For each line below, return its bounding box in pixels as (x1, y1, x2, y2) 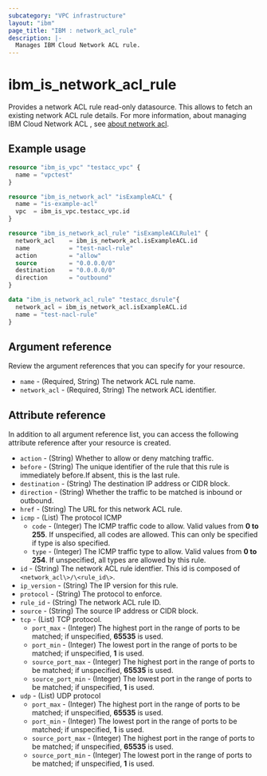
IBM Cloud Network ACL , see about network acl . (8, 119, 170, 129)
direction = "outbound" (15, 274, 112, 282)
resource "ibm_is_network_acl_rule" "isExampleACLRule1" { (8, 229, 209, 237)
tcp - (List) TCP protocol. (19, 615, 102, 624)
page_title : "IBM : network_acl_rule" (8, 26, 137, 34)
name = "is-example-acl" (15, 200, 98, 208)
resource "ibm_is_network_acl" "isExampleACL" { (8, 192, 173, 200)
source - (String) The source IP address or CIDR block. (19, 606, 199, 616)
